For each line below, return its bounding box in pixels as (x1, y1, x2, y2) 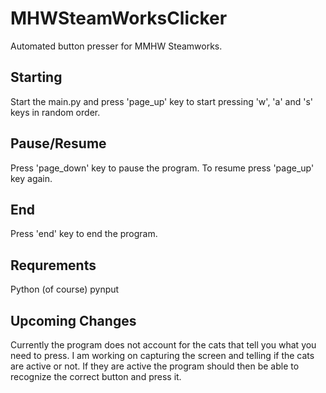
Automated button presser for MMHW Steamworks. (10, 40, 223, 52)
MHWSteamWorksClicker (10, 7, 228, 30)
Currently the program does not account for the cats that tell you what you (10, 339, 317, 351)
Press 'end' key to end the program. (10, 228, 158, 240)
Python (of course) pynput (10, 283, 120, 296)
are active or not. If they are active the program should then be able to (10, 360, 300, 372)
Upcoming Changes (10, 312, 137, 329)
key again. (10, 172, 53, 184)
